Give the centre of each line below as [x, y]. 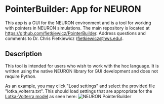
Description [23, 54]
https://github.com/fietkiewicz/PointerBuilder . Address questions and [75, 33]
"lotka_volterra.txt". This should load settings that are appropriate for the [79, 91]
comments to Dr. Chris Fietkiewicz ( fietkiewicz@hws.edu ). [64, 38]
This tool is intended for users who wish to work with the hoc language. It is [82, 66]
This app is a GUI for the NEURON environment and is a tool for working [78, 23]
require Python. [21, 76]
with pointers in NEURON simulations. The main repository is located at [77, 28]
